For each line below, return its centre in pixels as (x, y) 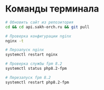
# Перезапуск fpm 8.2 (28, 77)
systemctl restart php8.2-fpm (37, 82)
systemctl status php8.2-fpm (36, 69)
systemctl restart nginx (31, 55)
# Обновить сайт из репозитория (39, 22)
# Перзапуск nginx (25, 50)
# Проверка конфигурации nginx (38, 36)
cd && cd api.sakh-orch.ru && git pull (47, 27)
